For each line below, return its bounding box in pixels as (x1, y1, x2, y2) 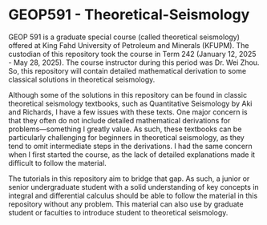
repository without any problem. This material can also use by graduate (8, 199, 244, 209)
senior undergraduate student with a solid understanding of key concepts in (8, 182, 259, 191)
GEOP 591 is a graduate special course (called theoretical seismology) (8, 32, 241, 42)
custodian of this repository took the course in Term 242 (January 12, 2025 (8, 49, 257, 58)
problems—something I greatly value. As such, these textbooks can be (8, 124, 242, 134)
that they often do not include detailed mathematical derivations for (8, 115, 231, 125)
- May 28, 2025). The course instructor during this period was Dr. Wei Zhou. (8, 58, 260, 67)
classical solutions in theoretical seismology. (8, 74, 156, 84)
